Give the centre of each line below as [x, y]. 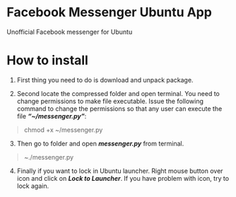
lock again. [33, 186]
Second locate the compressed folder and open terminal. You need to [118, 93]
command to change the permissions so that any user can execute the [119, 108]
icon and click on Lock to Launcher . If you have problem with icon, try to [123, 178]
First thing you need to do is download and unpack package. [105, 80]
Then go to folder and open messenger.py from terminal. [100, 143]
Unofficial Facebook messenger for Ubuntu [70, 32]
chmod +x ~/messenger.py [63, 130]
